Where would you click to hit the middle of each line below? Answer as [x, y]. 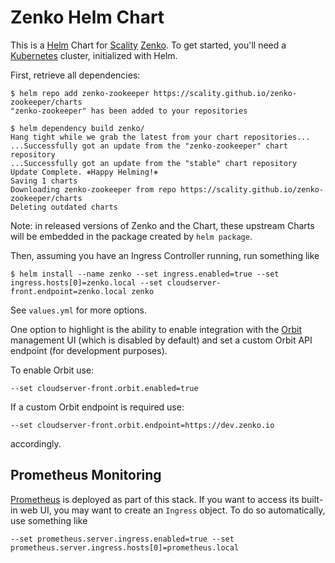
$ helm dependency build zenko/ [77, 128]
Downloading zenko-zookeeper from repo [93, 189]
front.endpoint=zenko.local [69, 291]
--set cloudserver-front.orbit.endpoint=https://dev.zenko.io [142, 425]
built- [312, 499]
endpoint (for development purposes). [89, 350]
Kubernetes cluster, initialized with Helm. [94, 55]
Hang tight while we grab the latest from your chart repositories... [160, 137]
